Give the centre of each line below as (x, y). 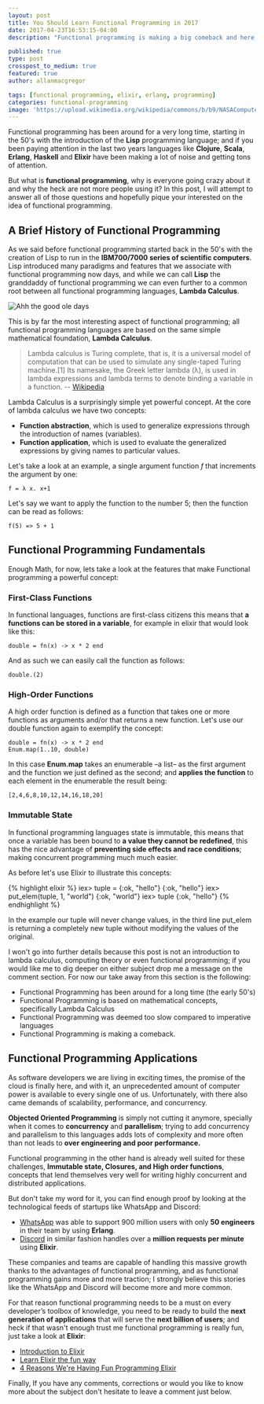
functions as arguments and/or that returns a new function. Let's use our (126, 720)
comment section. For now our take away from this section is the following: (130, 976)
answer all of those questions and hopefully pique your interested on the (126, 197)
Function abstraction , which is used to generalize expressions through (134, 426)
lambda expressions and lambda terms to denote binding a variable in (140, 379)
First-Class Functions (50, 597)
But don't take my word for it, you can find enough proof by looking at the (127, 1198)
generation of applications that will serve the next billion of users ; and (124, 1319)
